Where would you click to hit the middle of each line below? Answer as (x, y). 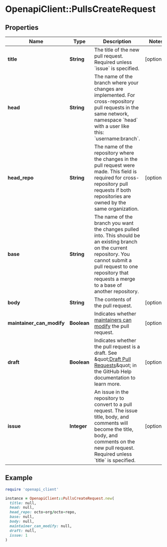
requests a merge (115, 279)
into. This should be (117, 235)
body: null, (22, 522)
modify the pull (112, 326)
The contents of (113, 299)
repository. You (112, 254)
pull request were (115, 165)
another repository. (117, 291)
